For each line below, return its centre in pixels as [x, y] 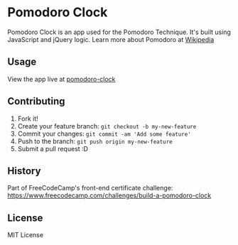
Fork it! [28, 119]
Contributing [36, 101]
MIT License [26, 235]
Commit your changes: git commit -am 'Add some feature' [104, 134]
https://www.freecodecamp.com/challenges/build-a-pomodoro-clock [109, 195]
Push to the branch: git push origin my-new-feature [95, 141]
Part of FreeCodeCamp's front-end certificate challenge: [90, 188]
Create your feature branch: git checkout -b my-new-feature [107, 126]
